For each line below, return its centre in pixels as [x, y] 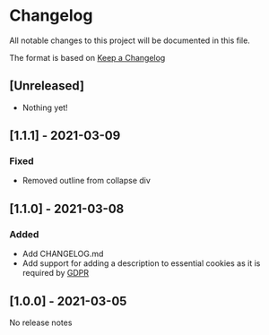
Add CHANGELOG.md [63, 254]
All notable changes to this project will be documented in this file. [130, 40]
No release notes [41, 322]
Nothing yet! [45, 107]
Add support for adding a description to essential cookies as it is [141, 263]
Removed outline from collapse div [86, 181]
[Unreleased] [47, 86]
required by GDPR [56, 273]
